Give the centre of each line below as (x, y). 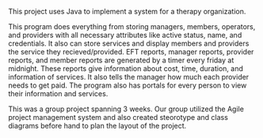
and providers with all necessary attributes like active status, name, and (125, 35)
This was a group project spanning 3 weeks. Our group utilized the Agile (126, 109)
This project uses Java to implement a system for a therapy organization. (127, 11)
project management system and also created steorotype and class (118, 117)
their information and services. (58, 93)
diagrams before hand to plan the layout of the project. (97, 126)
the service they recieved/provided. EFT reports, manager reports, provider (131, 52)
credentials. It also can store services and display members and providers (129, 43)
